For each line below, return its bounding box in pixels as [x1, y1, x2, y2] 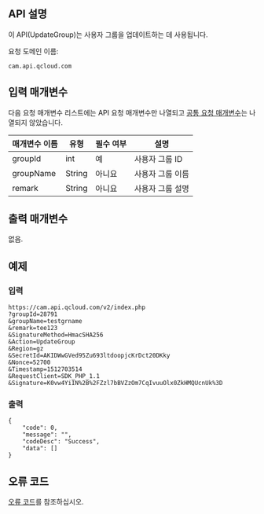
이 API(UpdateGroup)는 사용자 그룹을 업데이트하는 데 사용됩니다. [8, 30, 208, 39]
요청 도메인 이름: [8, 46, 59, 56]
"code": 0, [22, 424, 58, 432]
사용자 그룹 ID [134, 153, 183, 164]
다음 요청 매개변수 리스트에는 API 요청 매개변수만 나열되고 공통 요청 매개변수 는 [8, 108, 247, 117]
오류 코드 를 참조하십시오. [8, 497, 84, 507]
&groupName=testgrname [8, 318, 82, 325]
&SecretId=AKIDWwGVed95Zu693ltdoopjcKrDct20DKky [8, 352, 170, 360]
